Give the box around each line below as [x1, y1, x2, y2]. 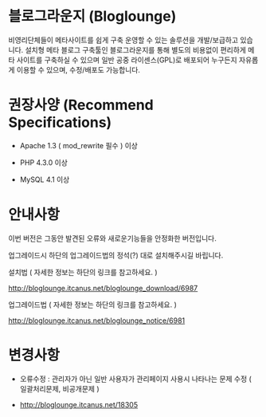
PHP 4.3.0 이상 [19, 157, 68, 167]
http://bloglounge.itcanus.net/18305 [19, 399, 138, 409]
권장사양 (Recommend [8, 96, 154, 114]
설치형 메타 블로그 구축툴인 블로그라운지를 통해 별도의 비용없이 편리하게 [25, 45, 247, 54]
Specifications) [8, 113, 112, 132]
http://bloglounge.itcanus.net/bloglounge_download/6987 [8, 283, 198, 293]
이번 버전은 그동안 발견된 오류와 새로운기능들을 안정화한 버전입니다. [8, 233, 217, 243]
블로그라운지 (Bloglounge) [8, 7, 177, 26]
